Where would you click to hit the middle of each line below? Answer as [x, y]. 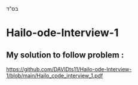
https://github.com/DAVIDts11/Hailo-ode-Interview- [69, 69]
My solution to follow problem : [65, 55]
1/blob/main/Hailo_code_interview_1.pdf [55, 75]
